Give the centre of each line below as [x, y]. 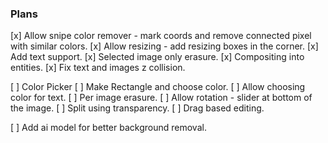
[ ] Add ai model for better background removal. [108, 128]
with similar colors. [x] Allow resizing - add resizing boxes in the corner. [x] [164, 46]
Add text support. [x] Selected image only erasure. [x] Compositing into [157, 57]
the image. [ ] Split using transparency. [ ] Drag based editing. [137, 108]
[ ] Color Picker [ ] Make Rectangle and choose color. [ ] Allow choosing [158, 87]
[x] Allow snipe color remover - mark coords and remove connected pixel [161, 36]
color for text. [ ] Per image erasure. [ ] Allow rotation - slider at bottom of [161, 98]
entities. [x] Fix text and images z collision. [98, 68]
